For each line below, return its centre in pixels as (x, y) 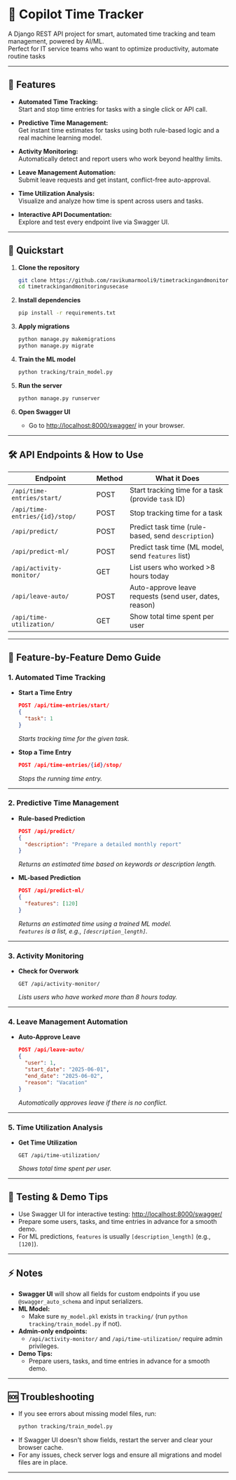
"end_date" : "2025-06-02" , (64, 1076)
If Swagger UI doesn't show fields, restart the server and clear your (115, 1440)
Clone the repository (49, 267)
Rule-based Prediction (51, 818)
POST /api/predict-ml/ (51, 891)
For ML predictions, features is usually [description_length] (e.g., (114, 1236)
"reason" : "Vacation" (56, 1082)
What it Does (178, 478)
